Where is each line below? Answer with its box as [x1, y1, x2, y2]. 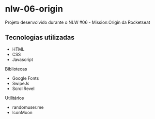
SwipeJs [12, 80, 30, 86]
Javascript [12, 57, 33, 62]
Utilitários [5, 95, 24, 101]
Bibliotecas [5, 66, 28, 72]
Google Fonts [12, 75, 39, 81]
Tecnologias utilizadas [5, 33, 75, 42]
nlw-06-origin [5, 3, 63, 15]
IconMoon [12, 109, 32, 115]
